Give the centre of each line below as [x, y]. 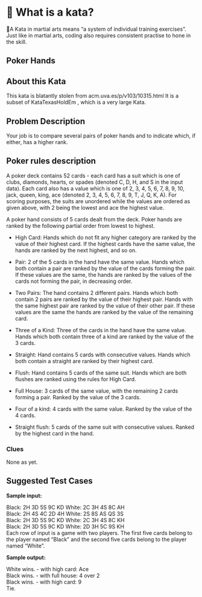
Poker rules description [51, 161]
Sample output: [26, 557]
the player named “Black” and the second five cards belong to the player [96, 539]
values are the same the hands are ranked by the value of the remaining [104, 312]
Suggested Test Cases [49, 481]
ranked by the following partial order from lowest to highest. [80, 226]
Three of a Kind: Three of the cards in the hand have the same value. [100, 330]
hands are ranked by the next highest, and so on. [76, 250]
